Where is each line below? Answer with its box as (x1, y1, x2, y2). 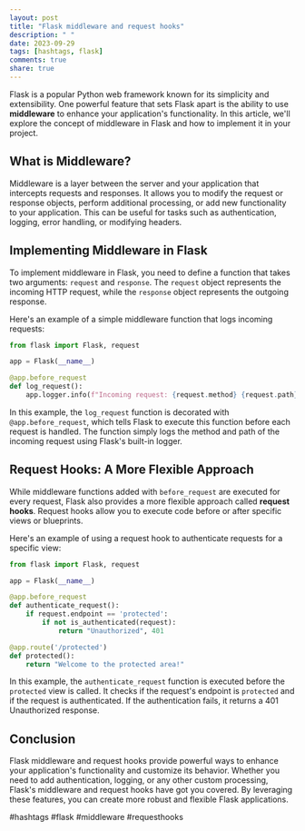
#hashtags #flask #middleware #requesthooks (9, 812, 184, 823)
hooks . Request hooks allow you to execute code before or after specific (9, 505, 282, 516)
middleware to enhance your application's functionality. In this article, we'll (9, 108, 290, 119)
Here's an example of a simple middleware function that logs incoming (9, 313, 273, 324)
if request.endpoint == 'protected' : (25, 609, 169, 618)
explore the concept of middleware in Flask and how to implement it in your (9, 117, 291, 128)
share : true (9, 64, 54, 74)
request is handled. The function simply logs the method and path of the (9, 426, 280, 437)
